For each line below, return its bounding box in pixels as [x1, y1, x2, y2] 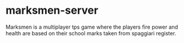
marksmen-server [5, 4, 98, 17]
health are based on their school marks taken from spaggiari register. [5, 29, 176, 36]
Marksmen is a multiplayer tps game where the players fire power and [5, 23, 178, 30]
